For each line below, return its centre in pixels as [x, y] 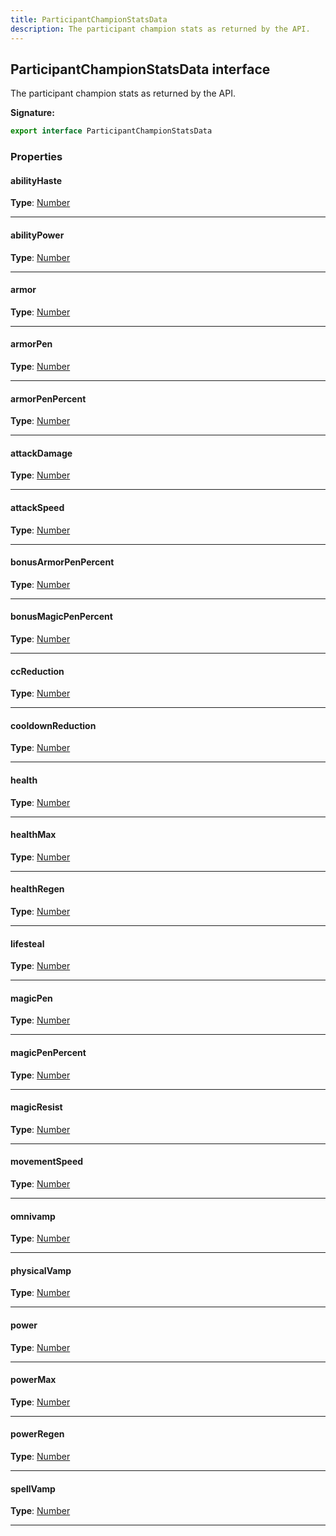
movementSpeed [47, 1162]
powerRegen [37, 1434]
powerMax [33, 1380]
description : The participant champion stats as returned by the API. [160, 29]
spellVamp [33, 1488]
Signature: [32, 113]
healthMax [33, 835]
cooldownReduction [53, 725]
